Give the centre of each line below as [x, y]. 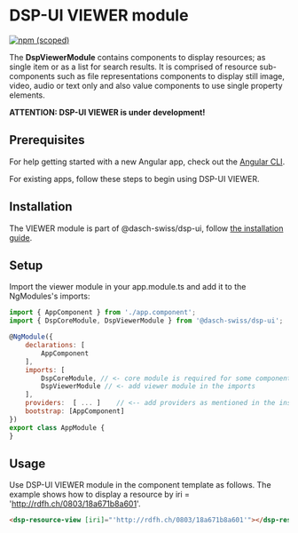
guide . [21, 237]
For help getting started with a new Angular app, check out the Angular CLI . [147, 162]
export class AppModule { [57, 427]
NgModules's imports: [50, 296]
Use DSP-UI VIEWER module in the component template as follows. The [141, 485]
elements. [27, 95]
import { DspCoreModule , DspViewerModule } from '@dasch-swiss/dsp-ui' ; [146, 321]
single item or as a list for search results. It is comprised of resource [133, 67]
